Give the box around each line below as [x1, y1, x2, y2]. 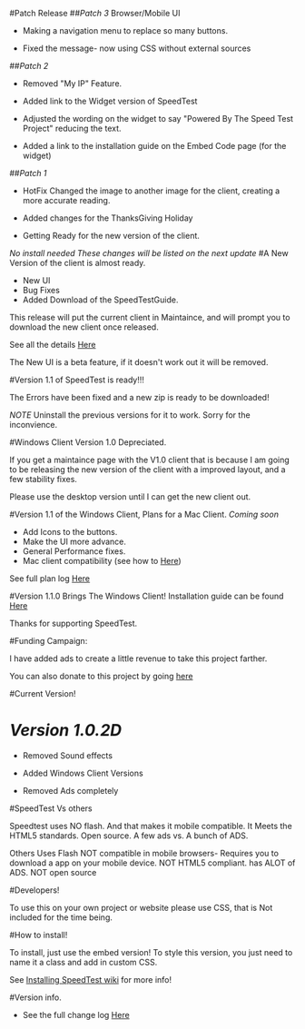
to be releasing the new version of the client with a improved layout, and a [9, 464, 286, 475]
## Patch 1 [9, 168, 47, 178]
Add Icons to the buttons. [22, 527, 118, 537]
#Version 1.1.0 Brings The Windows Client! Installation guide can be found [9, 590, 284, 601]
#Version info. [9, 992, 62, 1003]
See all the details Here [9, 340, 96, 350]
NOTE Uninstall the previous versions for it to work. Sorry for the [9, 410, 251, 421]
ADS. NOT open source [9, 866, 97, 877]
